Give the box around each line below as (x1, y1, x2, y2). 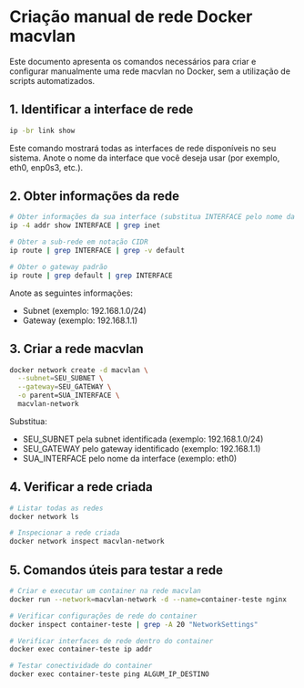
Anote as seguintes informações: (9, 287, 134, 298)
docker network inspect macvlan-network (9, 537, 166, 547)
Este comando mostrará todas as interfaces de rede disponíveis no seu (9, 142, 277, 153)
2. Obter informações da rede (9, 189, 180, 204)
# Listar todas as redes (9, 504, 104, 513)
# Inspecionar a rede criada (9, 528, 120, 537)
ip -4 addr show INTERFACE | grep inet (9, 221, 161, 230)
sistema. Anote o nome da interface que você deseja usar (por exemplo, (9, 152, 280, 163)
